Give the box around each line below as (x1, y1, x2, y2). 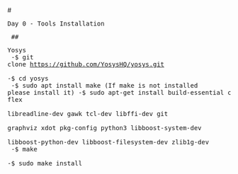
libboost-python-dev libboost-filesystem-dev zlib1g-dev (7, 138, 210, 146)
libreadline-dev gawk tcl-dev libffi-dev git (7, 110, 169, 117)
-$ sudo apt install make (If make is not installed (11, 81, 198, 89)
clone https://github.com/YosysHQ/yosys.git (7, 60, 165, 68)
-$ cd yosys (7, 74, 49, 82)
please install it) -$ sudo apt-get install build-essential (7, 88, 225, 96)
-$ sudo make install (7, 159, 83, 167)
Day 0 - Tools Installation (7, 20, 105, 28)
